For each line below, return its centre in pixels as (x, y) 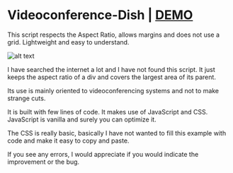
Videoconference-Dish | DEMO (100, 15)
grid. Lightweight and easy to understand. (68, 42)
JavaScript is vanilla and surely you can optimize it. (82, 119)
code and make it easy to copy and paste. (68, 141)
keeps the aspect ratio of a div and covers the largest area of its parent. (112, 77)
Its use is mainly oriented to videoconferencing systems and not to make (113, 90)
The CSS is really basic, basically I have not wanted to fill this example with (117, 133)
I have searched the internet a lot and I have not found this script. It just (112, 69)
